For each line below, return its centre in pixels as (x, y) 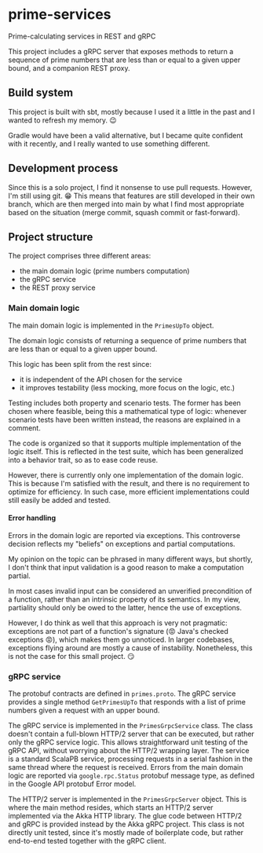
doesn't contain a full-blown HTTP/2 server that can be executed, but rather (131, 734)
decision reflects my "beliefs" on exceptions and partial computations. (122, 544)
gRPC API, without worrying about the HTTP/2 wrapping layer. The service (129, 751)
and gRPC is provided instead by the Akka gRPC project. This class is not (126, 824)
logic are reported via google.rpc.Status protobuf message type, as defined (131, 776)
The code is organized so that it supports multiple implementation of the (125, 443)
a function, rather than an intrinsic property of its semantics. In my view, (124, 599)
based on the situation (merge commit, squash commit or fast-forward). (124, 212)
